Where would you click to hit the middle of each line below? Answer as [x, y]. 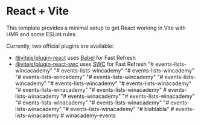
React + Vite [38, 11]
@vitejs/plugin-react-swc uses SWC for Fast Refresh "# [84, 64]
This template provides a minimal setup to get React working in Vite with [96, 28]
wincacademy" [34, 70]
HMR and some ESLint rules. [42, 34]
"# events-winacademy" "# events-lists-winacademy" [127, 96]
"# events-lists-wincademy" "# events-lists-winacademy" [120, 83]
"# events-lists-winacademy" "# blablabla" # [119, 109]
